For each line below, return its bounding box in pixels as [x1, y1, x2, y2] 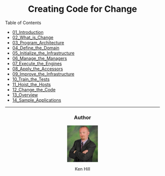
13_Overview [12, 92, 38, 98]
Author [74, 114, 91, 121]
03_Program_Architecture [12, 39, 64, 45]
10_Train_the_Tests [12, 76, 50, 82]
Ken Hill [75, 166, 90, 172]
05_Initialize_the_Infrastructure [12, 50, 75, 56]
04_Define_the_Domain [12, 45, 60, 51]
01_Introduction [12, 29, 44, 35]
